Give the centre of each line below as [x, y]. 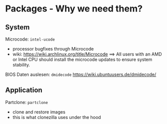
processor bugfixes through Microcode [53, 49]
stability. [21, 65]
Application [24, 90]
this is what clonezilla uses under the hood [57, 117]
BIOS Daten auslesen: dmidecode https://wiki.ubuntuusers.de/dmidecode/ [81, 74]
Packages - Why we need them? [74, 9]
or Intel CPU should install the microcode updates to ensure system [82, 59]
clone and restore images [39, 112]
